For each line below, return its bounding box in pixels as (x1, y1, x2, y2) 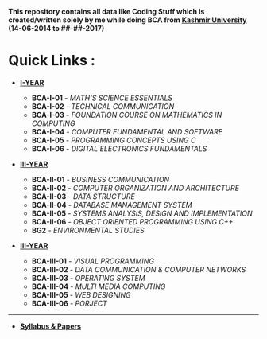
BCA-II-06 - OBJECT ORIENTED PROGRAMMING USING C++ (31, 216, 234, 226)
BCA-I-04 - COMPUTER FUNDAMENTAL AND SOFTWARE (31, 127, 223, 136)
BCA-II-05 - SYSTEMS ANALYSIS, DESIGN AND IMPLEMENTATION (31, 208, 253, 218)
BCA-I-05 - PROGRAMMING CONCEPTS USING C (31, 135, 196, 145)
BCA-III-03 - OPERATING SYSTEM (31, 273, 145, 282)
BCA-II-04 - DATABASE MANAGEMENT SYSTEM (31, 200, 192, 209)
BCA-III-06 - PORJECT (31, 298, 107, 308)
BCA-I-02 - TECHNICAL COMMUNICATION (31, 101, 175, 111)
